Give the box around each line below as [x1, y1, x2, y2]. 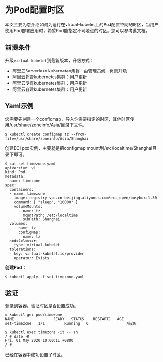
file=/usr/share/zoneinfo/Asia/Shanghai [5, 136, 89, 141]
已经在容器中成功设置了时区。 [5, 352, 65, 358]
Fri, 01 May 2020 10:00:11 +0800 [5, 338, 74, 343]
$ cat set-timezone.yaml [5, 161, 56, 166]
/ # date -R [5, 334, 29, 339]
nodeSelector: [9, 238, 38, 243]
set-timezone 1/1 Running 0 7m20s [5, 321, 137, 326]
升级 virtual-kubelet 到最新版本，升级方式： [5, 57, 94, 63]
